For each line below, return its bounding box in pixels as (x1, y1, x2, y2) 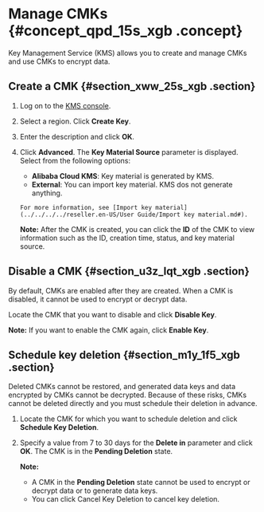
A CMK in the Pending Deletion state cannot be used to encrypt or (31, 478, 250, 487)
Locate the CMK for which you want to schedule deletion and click (19, 414, 238, 423)
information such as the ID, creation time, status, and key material (19, 233, 235, 242)
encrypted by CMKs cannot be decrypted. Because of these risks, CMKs (8, 390, 247, 400)
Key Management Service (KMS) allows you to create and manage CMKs (8, 48, 247, 57)
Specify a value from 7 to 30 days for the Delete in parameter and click (19, 438, 253, 447)
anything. (31, 188, 63, 198)
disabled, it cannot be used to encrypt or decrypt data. (8, 294, 188, 304)
